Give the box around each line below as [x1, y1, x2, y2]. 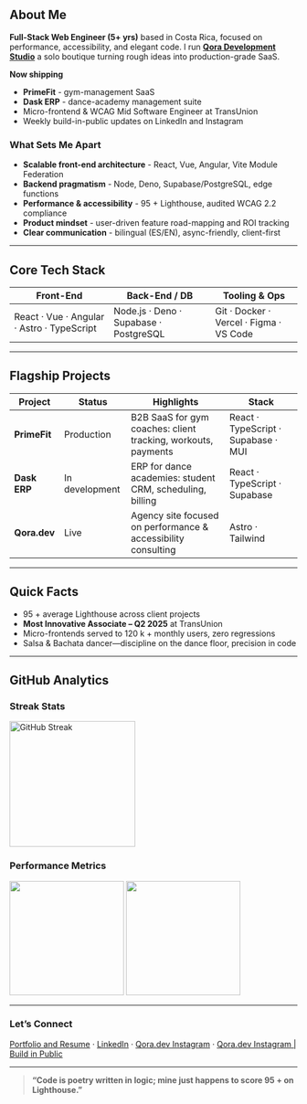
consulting [131, 543, 176, 556]
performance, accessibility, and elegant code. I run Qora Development [9, 41, 276, 52]
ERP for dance [131, 460, 192, 472]
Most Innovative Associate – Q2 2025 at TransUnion [22, 618, 224, 629]
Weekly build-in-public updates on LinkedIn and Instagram [22, 115, 244, 126]
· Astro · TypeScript [14, 322, 98, 334]
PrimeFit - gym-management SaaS [22, 86, 155, 97]
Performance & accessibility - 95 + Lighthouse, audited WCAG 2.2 [22, 198, 277, 209]
